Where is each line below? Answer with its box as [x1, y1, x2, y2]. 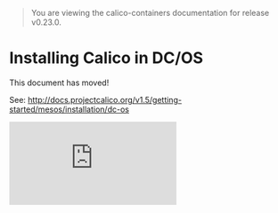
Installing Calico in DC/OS [9, 48, 203, 68]
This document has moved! [9, 77, 110, 88]
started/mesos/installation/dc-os [9, 104, 129, 114]
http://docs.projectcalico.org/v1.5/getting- [28, 94, 183, 105]
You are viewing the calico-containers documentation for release [30, 8, 270, 18]
